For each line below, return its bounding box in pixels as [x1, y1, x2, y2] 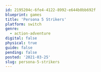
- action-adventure [10, 31, 51, 36]
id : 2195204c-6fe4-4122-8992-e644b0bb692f [5, 7, 96, 13]
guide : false [5, 45, 33, 50]
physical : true [5, 41, 37, 46]
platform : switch [5, 21, 42, 27]
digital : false [5, 36, 37, 41]
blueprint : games [5, 12, 42, 17]
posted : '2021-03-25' [5, 54, 51, 60]
